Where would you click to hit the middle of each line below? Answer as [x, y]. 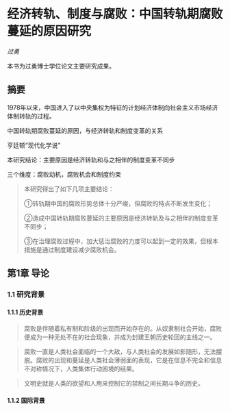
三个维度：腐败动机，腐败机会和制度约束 [64, 174]
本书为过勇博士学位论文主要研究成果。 [61, 66]
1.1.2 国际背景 [26, 400]
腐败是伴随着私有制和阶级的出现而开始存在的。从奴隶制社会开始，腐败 [123, 329]
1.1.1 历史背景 [25, 312]
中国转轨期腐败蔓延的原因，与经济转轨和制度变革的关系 [85, 130]
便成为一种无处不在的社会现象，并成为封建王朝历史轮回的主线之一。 [120, 337]
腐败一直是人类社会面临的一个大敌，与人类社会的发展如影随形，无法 [120, 352]
